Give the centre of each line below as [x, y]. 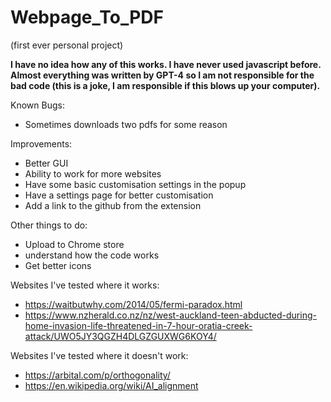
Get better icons [58, 265]
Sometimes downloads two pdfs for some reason [126, 124]
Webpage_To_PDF [87, 17]
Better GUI [46, 163]
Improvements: [41, 143]
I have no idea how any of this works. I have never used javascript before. [166, 64]
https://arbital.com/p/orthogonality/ [97, 375]
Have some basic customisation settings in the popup [135, 184]
